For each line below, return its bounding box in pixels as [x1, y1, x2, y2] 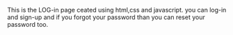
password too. [7, 21, 49, 28]
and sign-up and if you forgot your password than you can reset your [7, 13, 205, 21]
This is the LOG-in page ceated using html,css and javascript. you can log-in [7, 6, 227, 14]
